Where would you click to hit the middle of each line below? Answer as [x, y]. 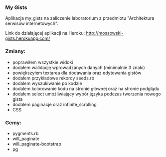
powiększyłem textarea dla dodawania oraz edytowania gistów [77, 73]
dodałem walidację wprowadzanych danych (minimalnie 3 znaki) [79, 67]
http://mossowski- [105, 33]
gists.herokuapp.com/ [28, 38]
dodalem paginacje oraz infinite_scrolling [55, 104]
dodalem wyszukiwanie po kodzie [47, 83]
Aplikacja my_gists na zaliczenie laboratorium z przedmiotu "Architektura [80, 18]
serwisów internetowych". [32, 23]
